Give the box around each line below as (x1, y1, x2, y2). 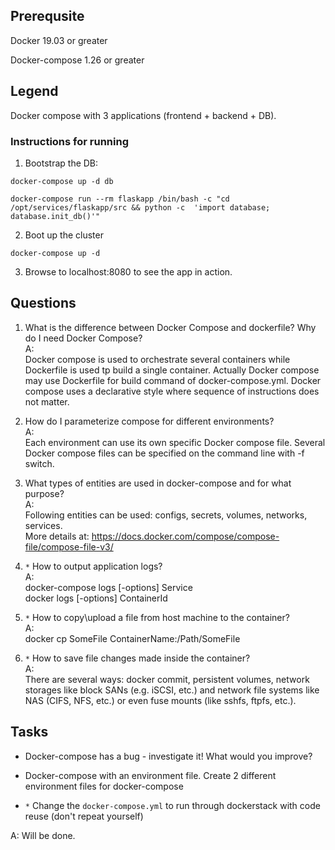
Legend (10, 83, 59, 100)
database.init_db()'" (10, 211, 101, 221)
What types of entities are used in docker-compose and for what (24, 477, 292, 489)
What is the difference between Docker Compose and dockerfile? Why (24, 321, 317, 333)
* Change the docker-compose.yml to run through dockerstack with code (24, 799, 321, 811)
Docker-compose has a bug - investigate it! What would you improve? (24, 750, 313, 762)
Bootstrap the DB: (24, 157, 99, 169)
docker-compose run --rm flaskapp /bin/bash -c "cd (10, 194, 230, 204)
